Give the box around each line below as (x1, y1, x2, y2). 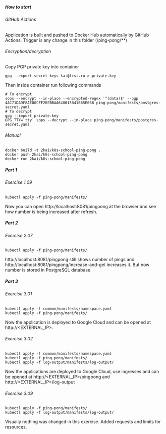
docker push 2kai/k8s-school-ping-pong (5, 152, 88, 157)
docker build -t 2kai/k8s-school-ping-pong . (5, 148, 101, 153)
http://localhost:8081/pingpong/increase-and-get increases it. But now (5, 262, 150, 268)
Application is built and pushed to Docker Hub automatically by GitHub (5, 32, 149, 38)
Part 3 (5, 278, 18, 284)
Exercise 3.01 (5, 291, 32, 297)
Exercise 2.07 (5, 232, 33, 238)
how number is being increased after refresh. (5, 209, 98, 215)
